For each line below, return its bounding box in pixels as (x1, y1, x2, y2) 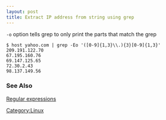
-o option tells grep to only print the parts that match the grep (6, 30, 156, 37)
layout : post (6, 8, 39, 15)
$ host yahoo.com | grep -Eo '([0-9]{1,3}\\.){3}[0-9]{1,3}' (6, 42, 161, 48)
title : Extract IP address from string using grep (6, 14, 134, 20)
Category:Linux (6, 106, 44, 113)
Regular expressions (6, 95, 57, 102)
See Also (6, 81, 33, 90)
